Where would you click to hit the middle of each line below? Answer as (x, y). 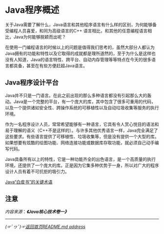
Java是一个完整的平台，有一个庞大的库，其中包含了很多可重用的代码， (85, 102)
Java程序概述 (32, 10)
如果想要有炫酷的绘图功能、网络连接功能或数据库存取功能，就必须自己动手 (80, 142)
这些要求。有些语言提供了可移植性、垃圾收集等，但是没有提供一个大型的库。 (82, 136)
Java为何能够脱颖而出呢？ (40, 37)
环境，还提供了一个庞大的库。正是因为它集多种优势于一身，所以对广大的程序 (82, 165)
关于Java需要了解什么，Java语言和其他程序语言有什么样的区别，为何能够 (79, 25)
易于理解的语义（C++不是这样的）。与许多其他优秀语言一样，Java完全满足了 (82, 130)
